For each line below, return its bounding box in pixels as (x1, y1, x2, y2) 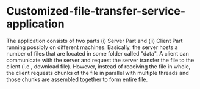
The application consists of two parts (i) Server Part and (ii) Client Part (6, 37, 183, 44)
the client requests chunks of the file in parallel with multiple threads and (6, 69, 189, 76)
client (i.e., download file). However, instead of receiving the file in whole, (6, 62, 191, 70)
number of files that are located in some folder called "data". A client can (6, 50, 189, 57)
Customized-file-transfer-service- (6, 4, 186, 18)
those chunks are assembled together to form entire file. (6, 76, 148, 83)
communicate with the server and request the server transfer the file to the (6, 56, 195, 64)
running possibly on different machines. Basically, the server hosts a (6, 44, 178, 51)
